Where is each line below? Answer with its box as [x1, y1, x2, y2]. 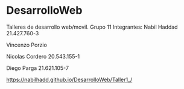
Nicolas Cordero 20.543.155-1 [6, 53, 80, 60]
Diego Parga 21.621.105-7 [6, 64, 69, 72]
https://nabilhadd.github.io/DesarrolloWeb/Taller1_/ [6, 76, 133, 83]
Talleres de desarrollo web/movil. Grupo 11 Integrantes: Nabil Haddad [6, 23, 178, 30]
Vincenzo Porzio [6, 41, 47, 48]
